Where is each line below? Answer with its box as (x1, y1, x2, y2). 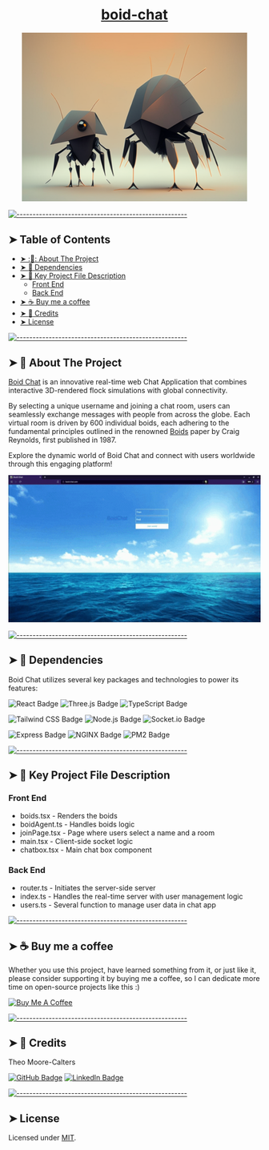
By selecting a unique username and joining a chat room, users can (8, 401, 231, 411)
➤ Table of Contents (8, 232, 110, 246)
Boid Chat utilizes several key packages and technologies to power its (8, 674, 239, 684)
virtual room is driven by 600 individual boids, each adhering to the (8, 418, 230, 428)
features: (8, 683, 38, 693)
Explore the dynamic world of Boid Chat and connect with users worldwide (8, 451, 255, 460)
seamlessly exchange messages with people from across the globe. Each (8, 410, 251, 420)
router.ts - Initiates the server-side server (19, 883, 156, 892)
